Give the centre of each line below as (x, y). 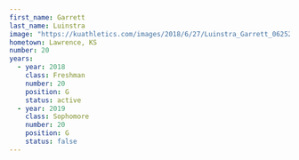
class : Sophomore (57, 116)
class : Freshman (56, 76)
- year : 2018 (41, 68)
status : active (53, 100)
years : (21, 59)
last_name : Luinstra (48, 26)
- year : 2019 (41, 108)
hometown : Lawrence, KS (53, 42)
